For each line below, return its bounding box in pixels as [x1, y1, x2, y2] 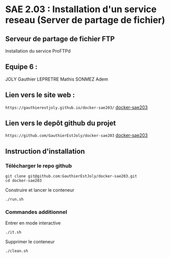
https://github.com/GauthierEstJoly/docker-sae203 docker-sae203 [5, 132, 148, 138]
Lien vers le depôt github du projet [5, 119, 116, 128]
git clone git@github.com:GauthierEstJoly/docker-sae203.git [5, 174, 138, 179]
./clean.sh [5, 248, 28, 254]
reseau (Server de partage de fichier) [5, 14, 165, 26]
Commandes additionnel [5, 209, 67, 216]
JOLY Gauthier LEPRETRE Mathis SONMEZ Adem [5, 76, 108, 82]
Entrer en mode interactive [5, 220, 61, 226]
